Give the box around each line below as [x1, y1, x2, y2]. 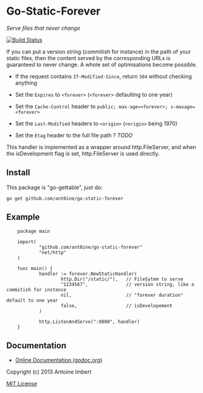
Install [6, 167, 30, 178]
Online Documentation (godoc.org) [15, 356, 103, 364]
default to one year [6, 297, 59, 304]
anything [15, 79, 38, 86]
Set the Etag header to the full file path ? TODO [15, 131, 132, 139]
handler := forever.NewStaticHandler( [38, 271, 137, 277]
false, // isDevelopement [60, 302, 173, 308]
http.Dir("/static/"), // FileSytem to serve [60, 276, 184, 282]
